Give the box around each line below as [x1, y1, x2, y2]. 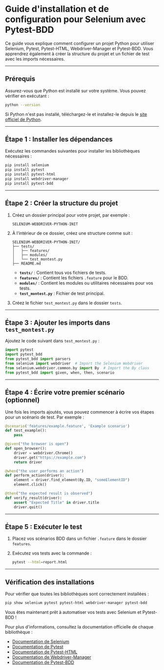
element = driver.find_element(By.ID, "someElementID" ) [14, 478, 130, 483]
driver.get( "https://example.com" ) [14, 455, 86, 460]
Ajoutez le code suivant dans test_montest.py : [5, 338, 100, 344]
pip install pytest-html [5, 172, 56, 177]
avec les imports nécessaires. [5, 56, 65, 62]
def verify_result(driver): [5, 495, 62, 500]
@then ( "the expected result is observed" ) [5, 491, 93, 496]
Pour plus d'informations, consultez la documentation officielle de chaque [5, 624, 154, 629]
